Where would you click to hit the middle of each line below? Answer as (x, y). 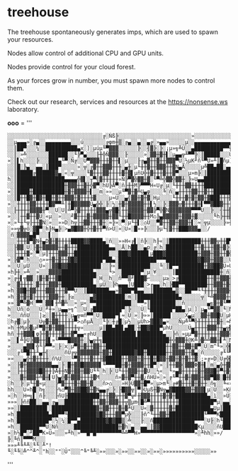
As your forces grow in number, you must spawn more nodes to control (111, 80)
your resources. (30, 39)
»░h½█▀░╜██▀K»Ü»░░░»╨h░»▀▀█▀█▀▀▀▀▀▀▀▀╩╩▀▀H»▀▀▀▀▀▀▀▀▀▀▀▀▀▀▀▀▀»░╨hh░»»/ (115, 433)
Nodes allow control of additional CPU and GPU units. (86, 53)
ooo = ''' (20, 123)
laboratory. (23, 109)
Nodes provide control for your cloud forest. (72, 66)
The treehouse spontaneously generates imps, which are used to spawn (113, 32)
